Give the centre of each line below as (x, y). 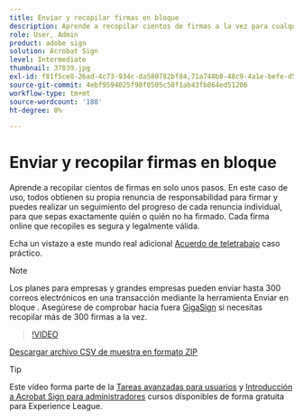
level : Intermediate (48, 60)
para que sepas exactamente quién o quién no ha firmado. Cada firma (140, 217)
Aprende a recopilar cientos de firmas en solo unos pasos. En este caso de (149, 188)
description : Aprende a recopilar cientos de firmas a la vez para (139, 26)
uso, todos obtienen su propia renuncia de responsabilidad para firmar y (143, 197)
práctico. (26, 253)
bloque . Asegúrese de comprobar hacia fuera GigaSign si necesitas (136, 307)
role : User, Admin (44, 34)
